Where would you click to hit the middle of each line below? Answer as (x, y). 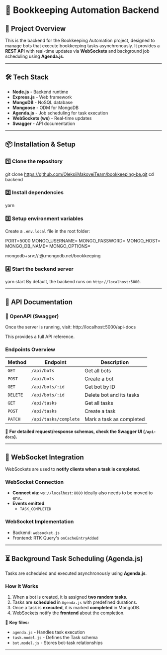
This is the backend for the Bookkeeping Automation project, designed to (80, 40)
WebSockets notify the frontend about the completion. (68, 613)
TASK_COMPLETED (35, 509)
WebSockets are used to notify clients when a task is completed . (73, 469)
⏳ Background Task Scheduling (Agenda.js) (74, 559)
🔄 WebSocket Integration (45, 457)
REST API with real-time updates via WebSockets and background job (78, 51)
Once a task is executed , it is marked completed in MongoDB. (76, 607)
